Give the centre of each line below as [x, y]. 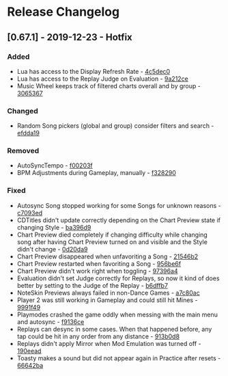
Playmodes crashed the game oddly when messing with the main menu [117, 314]
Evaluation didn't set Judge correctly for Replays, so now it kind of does [118, 278]
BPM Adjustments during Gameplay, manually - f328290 [96, 173]
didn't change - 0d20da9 [52, 249]
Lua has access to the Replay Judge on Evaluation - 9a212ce [103, 79]
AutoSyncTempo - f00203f [55, 165]
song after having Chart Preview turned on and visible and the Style [112, 242]
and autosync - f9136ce [51, 321]
